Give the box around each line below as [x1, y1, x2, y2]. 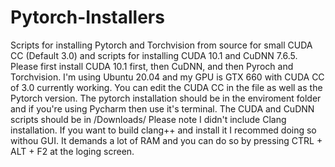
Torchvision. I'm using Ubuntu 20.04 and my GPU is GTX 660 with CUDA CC [10, 71, 325, 83]
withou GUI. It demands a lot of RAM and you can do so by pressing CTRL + [10, 134, 323, 146]
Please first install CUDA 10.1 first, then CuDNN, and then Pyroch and [10, 60, 294, 72]
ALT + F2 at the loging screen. [10, 145, 135, 157]
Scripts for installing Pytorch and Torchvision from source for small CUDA [10, 39, 313, 51]
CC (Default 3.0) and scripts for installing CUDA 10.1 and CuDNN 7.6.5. [10, 49, 298, 61]
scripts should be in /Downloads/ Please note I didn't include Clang [10, 113, 287, 125]
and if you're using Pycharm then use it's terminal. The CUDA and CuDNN [10, 102, 315, 115]
